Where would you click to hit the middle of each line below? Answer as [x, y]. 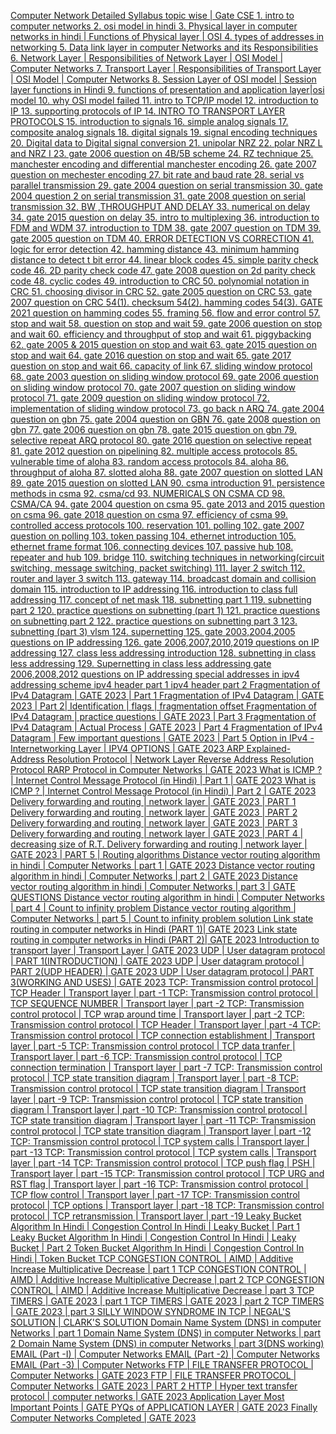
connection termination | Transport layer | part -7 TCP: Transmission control [166, 1067]
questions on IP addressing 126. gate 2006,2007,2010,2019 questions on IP [165, 642]
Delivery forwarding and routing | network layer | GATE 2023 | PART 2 [154, 812]
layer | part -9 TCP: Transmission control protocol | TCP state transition [157, 1099]
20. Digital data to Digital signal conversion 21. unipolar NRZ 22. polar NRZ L [166, 143]
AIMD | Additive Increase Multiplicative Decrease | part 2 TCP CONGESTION [167, 1279]
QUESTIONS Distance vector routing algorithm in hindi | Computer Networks [167, 897]
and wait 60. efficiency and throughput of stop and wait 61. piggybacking [161, 334]
